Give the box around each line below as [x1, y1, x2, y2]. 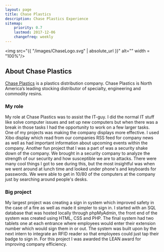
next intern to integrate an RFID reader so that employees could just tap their [5, 231, 159, 237]
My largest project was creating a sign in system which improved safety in [5, 200, 155, 206]
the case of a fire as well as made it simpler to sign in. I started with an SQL [5, 205, 156, 211]
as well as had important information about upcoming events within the [5, 140, 148, 146]
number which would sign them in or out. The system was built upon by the [5, 226, 157, 231]
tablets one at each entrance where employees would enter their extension [5, 221, 156, 227]
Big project [5, 188, 32, 195]
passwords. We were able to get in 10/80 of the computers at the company [5, 171, 155, 177]
